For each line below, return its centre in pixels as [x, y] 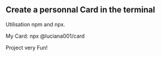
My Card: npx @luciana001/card [45, 36]
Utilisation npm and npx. [35, 24]
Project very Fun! [27, 47]
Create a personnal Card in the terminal [80, 10]
